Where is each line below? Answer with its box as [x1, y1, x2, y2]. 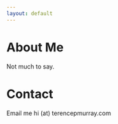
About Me [6, 39, 64, 55]
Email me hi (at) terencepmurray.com [6, 109, 111, 117]
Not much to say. [6, 62, 55, 71]
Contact [6, 86, 54, 101]
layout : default [6, 10, 53, 17]
